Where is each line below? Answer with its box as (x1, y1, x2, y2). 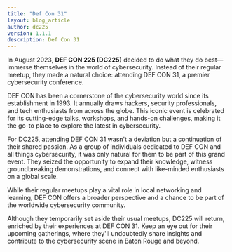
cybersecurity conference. (7, 78, 84, 86)
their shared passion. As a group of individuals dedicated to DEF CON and (7, 142, 221, 151)
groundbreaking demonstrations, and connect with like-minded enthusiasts (7, 165, 224, 173)
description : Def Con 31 (7, 37, 80, 44)
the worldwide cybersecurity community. (7, 201, 126, 209)
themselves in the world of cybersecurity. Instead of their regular (34, 63, 221, 72)
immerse (7, 63, 33, 72)
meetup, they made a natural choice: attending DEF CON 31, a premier (7, 71, 210, 79)
